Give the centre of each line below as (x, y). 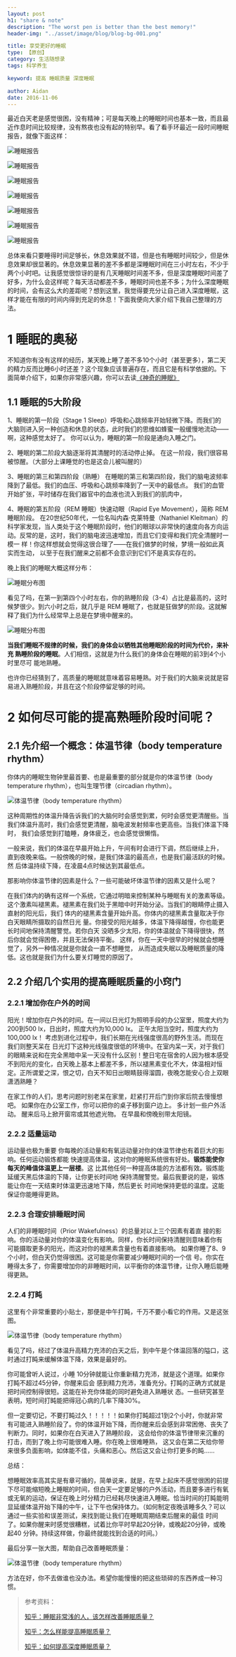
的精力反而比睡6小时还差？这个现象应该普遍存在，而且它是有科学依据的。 (114, 369)
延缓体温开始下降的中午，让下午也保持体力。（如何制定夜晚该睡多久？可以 (119, 1507)
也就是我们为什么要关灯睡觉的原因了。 (81, 958)
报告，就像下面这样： (38, 136)
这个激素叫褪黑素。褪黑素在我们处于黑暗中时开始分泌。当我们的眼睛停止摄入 (118, 905)
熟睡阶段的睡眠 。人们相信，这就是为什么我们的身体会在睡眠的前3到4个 (117, 654)
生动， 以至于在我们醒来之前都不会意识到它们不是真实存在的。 (110, 553)
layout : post (26, 14)
